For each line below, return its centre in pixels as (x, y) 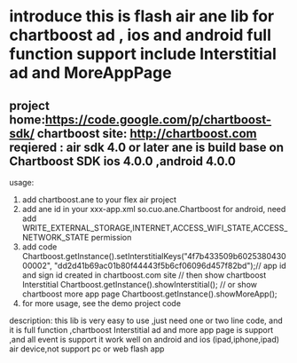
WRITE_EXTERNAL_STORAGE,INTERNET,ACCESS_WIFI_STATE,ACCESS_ (155, 228)
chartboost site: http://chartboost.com (147, 134)
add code (39, 247)
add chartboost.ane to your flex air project (99, 200)
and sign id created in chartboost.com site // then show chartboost (144, 275)
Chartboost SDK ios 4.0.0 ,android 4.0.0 (123, 161)
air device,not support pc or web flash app (87, 349)
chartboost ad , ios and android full (141, 35)
